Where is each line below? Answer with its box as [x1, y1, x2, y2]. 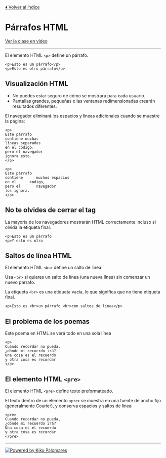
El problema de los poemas [5, 317, 90, 326]
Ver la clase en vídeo [5, 38, 48, 44]
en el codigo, [5, 179, 45, 184]
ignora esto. [5, 153, 32, 159]
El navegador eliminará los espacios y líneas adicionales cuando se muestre [5, 113, 160, 119]
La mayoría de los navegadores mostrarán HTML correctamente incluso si [5, 219, 156, 225]
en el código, [5, 145, 35, 150]
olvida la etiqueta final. [5, 224, 51, 230]
